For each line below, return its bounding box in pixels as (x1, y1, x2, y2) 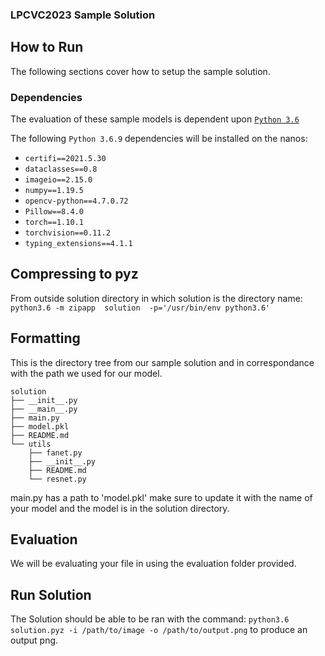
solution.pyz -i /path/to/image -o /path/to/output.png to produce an (10, 624, 308, 636)
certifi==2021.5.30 (24, 154, 107, 164)
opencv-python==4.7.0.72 (24, 196, 129, 207)
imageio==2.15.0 (24, 175, 93, 185)
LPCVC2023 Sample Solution (10, 8, 156, 22)
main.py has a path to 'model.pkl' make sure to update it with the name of (10, 491, 313, 503)
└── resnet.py (28, 474, 87, 484)
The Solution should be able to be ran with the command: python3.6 (10, 613, 290, 625)
